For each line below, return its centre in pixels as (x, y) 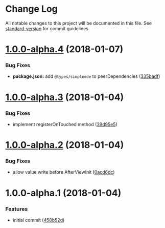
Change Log (31, 9)
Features (17, 209)
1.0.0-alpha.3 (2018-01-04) (65, 97)
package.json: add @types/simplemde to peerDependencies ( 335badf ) (86, 76)
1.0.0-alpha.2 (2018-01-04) (65, 145)
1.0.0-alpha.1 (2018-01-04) (63, 193)
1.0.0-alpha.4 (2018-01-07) (64, 49)
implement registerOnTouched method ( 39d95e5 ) (65, 124)
